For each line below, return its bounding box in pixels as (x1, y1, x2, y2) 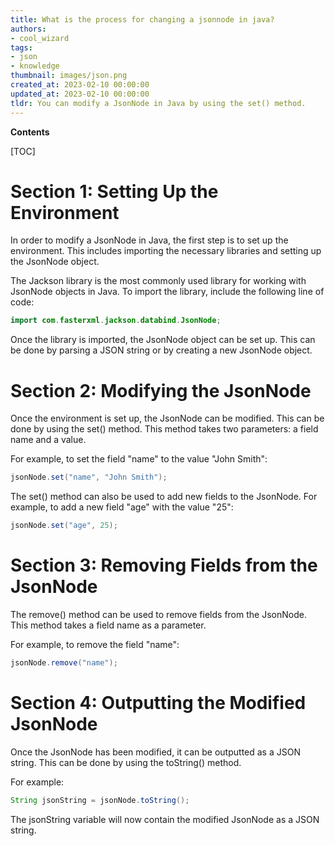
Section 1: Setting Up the (10, 180, 219, 203)
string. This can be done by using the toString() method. (10, 756, 242, 768)
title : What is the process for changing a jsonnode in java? (10, 14, 275, 25)
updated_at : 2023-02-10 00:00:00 (10, 89, 150, 99)
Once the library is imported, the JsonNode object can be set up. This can (10, 334, 316, 346)
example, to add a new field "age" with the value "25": (10, 501, 234, 513)
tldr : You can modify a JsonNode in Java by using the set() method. (10, 98, 307, 108)
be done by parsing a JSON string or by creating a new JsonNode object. (10, 344, 313, 356)
